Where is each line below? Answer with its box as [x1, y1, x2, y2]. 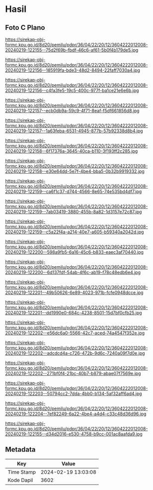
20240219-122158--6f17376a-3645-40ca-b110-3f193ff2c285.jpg [5, 148, 138, 154]
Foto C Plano [5, 23, 45, 32]
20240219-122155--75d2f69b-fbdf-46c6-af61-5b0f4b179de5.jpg [5, 47, 139, 53]
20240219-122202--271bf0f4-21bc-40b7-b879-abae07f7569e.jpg [5, 371, 141, 376]
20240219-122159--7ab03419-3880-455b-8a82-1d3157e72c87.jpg [5, 209, 142, 214]
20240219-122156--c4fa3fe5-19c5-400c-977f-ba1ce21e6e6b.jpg [5, 88, 139, 93]
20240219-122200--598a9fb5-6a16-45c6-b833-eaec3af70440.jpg [5, 249, 144, 255]
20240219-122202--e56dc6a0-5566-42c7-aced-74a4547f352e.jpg [5, 330, 145, 336]
